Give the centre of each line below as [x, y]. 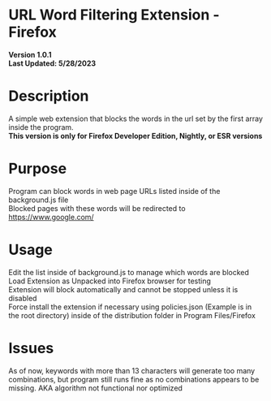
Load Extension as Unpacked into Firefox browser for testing [110, 281]
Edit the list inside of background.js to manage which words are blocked [129, 272]
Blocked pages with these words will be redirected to [97, 208]
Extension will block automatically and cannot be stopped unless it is [123, 289]
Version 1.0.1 [30, 54]
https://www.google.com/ [52, 217]
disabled [23, 298]
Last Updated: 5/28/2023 [52, 63]
